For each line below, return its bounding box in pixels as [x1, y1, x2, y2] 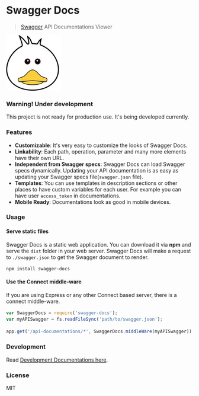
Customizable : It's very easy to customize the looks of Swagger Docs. [14, 142, 188, 149]
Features [6, 128, 33, 136]
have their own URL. [14, 154, 65, 161]
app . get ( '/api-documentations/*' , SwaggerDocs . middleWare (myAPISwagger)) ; [6, 328, 195, 335]
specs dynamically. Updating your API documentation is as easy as [14, 167, 179, 174]
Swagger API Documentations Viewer [20, 23, 113, 30]
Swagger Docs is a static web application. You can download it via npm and [6, 241, 191, 248]
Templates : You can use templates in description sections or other [14, 179, 178, 187]
